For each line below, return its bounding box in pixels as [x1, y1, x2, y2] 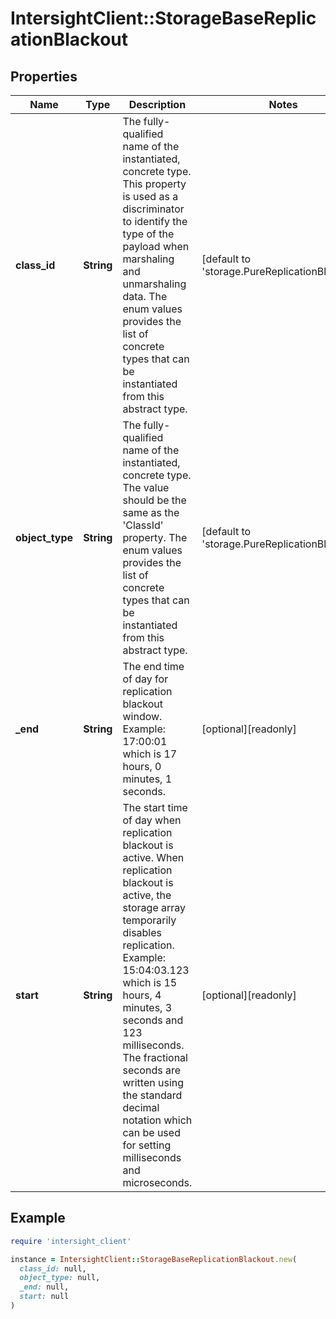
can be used [122, 1126, 181, 1139]
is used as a [122, 190, 179, 203]
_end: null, [19, 1282, 70, 1292]
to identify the [122, 215, 188, 228]
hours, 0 [122, 760, 162, 773]
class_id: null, [19, 1263, 87, 1274]
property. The [122, 531, 188, 544]
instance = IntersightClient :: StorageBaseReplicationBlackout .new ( [10, 1254, 298, 1264]
